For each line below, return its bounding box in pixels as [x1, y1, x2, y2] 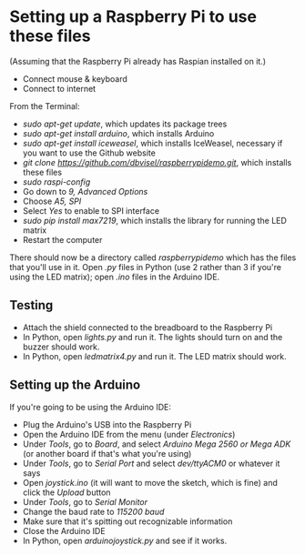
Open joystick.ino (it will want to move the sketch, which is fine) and [22, 477, 278, 488]
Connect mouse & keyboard [22, 73, 127, 84]
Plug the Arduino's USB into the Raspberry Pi [22, 419, 192, 429]
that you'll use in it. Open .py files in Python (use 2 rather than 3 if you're [9, 261, 282, 272]
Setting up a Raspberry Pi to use [9, 6, 258, 27]
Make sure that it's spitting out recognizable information [22, 516, 233, 527]
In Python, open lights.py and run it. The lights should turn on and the [22, 331, 283, 342]
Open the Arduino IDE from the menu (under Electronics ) [22, 429, 236, 439]
